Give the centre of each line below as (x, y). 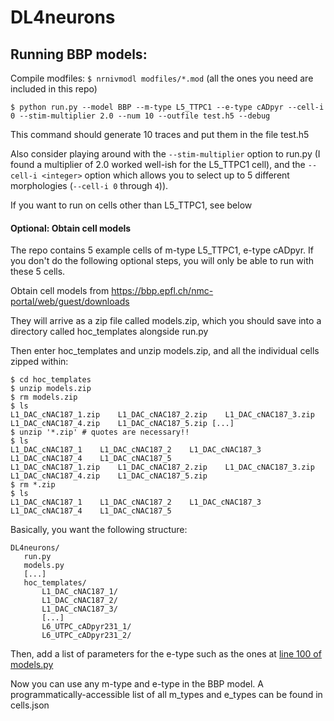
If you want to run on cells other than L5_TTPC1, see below (131, 205)
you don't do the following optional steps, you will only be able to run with (162, 261)
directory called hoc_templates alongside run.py (109, 332)
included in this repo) (54, 89)
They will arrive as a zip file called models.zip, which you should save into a (166, 321)
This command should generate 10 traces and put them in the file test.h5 (160, 134)
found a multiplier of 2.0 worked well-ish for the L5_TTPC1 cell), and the (158, 164)
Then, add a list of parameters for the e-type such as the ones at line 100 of (166, 654)
